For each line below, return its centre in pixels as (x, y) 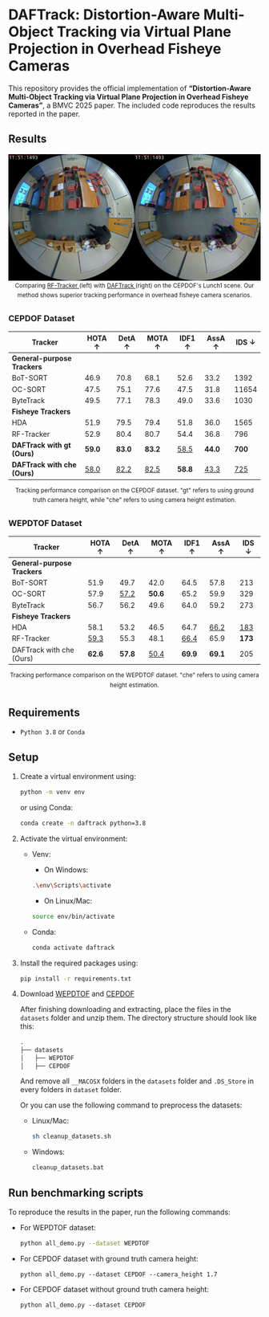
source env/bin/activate (73, 916)
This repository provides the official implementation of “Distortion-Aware (130, 88)
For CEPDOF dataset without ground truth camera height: (114, 1289)
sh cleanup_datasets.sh (72, 1137)
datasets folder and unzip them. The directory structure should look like (139, 1018)
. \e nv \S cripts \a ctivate (72, 885)
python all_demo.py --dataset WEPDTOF (84, 1243)
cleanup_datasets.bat (68, 1168)
